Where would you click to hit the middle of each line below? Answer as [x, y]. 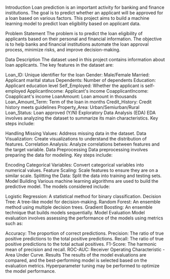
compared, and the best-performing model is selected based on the [76, 260]
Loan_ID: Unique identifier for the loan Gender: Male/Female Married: [77, 75]
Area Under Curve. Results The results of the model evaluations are [76, 255]
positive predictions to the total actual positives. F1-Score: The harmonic [81, 244]
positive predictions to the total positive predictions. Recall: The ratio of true [84, 239]
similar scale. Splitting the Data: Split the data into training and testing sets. [83, 176]
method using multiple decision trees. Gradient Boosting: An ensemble [79, 207]
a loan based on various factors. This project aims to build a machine [77, 18]
